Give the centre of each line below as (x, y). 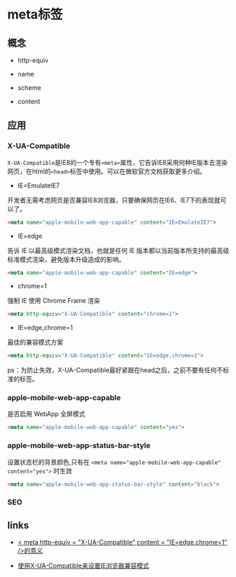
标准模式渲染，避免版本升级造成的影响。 (66, 259)
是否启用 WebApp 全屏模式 (47, 414)
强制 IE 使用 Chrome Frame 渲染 (54, 301)
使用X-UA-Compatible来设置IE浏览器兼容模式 (83, 566)
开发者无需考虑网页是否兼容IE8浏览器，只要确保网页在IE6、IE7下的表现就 (114, 200)
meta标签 (35, 15)
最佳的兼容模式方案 (35, 342)
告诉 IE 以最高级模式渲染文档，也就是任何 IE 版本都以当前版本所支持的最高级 (118, 250)
